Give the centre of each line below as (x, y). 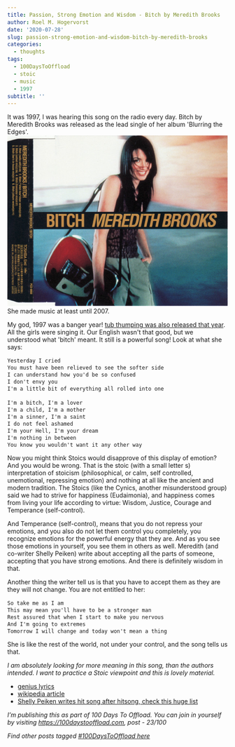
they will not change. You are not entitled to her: (76, 590)
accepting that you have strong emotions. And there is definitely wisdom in (115, 561)
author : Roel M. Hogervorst (48, 22)
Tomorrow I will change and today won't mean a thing (87, 631)
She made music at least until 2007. (58, 311)
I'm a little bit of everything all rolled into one (86, 389)
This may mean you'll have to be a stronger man (79, 610)
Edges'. (18, 132)
